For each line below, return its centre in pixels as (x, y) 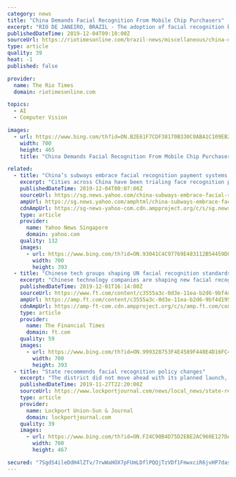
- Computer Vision (41, 118)
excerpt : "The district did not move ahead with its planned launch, (124, 378)
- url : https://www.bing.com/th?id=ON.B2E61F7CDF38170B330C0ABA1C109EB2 (122, 137)
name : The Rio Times (44, 85)
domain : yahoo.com (53, 235)
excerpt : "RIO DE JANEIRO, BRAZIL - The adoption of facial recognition (116, 27)
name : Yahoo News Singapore (67, 228)
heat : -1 (20, 60)
